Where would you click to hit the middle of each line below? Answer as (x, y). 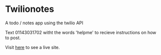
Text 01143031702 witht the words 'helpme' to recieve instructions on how (81, 32)
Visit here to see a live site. (33, 47)
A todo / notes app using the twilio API (44, 23)
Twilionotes (30, 9)
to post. (13, 38)
